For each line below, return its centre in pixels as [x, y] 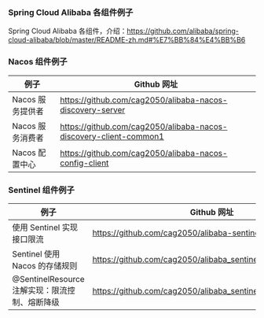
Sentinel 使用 [36, 253]
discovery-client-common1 [112, 136]
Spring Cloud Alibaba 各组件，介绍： [68, 31]
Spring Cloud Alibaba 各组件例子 [71, 12]
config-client [84, 163]
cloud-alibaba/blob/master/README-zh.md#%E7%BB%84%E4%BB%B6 [127, 40]
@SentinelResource [48, 279]
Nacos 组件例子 [38, 62]
